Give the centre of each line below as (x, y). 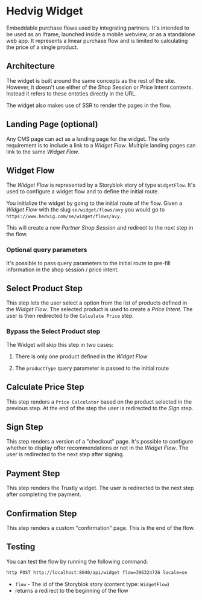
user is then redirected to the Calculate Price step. (70, 316)
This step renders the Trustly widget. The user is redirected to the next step (100, 488)
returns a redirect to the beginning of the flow (71, 590)
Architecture (31, 66)
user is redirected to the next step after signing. (65, 454)
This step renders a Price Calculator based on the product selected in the (99, 402)
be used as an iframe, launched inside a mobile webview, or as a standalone (101, 34)
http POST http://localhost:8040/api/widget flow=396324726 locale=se (97, 572)
